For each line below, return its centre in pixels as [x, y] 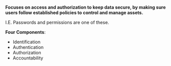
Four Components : [26, 32]
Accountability [28, 58]
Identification [27, 42]
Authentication [28, 47]
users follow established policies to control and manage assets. [74, 13]
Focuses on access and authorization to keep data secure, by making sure [86, 7]
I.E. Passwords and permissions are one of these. [57, 22]
